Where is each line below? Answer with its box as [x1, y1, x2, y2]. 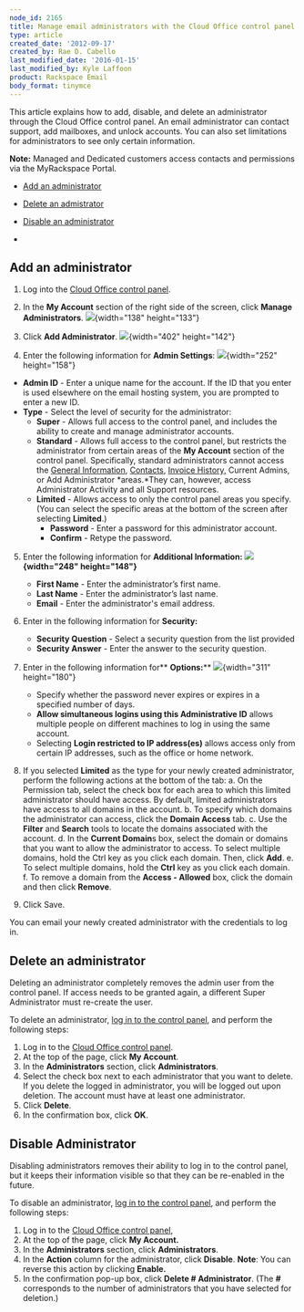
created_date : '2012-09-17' [9, 38, 117, 48]
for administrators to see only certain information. [9, 135, 196, 146]
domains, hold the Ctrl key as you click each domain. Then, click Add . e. [22, 852, 294, 863]
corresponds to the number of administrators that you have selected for [22, 1283, 292, 1294]
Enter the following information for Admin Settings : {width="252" [22, 350, 278, 361]
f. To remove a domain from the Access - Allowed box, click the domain [22, 872, 293, 883]
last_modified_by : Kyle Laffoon [9, 65, 132, 74]
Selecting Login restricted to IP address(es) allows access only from [35, 738, 296, 749]
